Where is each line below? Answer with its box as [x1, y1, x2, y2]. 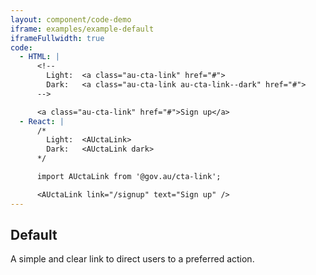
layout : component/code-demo [10, 14, 132, 25]
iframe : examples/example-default [10, 24, 155, 34]
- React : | [19, 116, 65, 126]
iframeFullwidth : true [10, 33, 105, 43]
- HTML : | [19, 52, 60, 62]
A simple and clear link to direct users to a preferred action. [10, 253, 255, 265]
